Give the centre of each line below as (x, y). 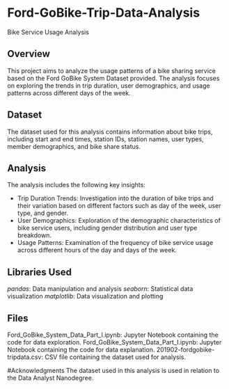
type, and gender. (43, 213)
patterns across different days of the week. (69, 93)
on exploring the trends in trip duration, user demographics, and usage (109, 86)
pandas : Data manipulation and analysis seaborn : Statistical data (100, 289)
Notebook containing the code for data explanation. (81, 350)
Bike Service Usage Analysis (48, 32)
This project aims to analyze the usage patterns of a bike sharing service (112, 70)
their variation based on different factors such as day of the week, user (119, 206)
